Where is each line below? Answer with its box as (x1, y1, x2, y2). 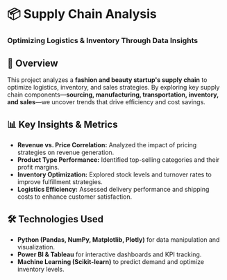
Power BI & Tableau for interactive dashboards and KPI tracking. (17, 250, 202, 258)
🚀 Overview (7, 57, 58, 69)
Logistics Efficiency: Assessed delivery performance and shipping (17, 185, 210, 193)
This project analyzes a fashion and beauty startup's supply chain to (7, 75, 208, 84)
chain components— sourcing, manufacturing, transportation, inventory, (7, 90, 219, 99)
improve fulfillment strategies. (17, 177, 103, 186)
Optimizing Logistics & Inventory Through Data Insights (7, 36, 199, 46)
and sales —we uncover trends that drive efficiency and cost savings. (7, 97, 206, 106)
